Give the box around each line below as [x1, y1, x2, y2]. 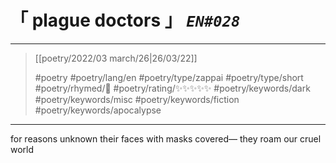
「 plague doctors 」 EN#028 [10, 9, 241, 32]
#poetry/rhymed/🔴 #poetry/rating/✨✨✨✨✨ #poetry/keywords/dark [34, 82, 311, 94]
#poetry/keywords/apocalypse [34, 104, 162, 116]
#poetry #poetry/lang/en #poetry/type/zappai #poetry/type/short [34, 71, 304, 83]
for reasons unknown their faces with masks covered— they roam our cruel [10, 132, 322, 145]
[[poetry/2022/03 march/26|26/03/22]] [34, 52, 198, 64]
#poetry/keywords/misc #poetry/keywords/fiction [34, 93, 240, 105]
